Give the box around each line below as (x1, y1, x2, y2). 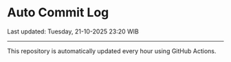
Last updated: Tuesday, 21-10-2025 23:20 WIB (7, 27, 139, 35)
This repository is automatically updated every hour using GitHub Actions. (7, 46, 217, 55)
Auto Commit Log (7, 5, 109, 20)
